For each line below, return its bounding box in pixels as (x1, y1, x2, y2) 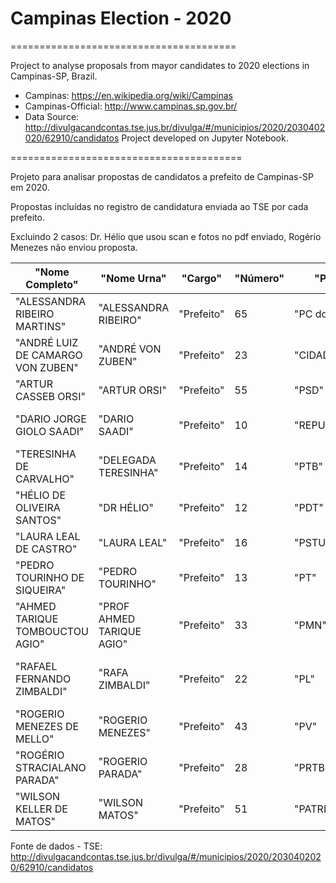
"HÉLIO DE (15, 488, 66, 502)
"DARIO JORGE (15, 412, 87, 426)
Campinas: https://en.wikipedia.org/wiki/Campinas (24, 89, 233, 101)
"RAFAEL (15, 659, 58, 673)
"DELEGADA (98, 453, 157, 467)
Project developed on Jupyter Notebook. (121, 132, 289, 144)
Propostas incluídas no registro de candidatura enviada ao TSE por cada (10, 200, 309, 212)
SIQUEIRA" (15, 583, 67, 597)
